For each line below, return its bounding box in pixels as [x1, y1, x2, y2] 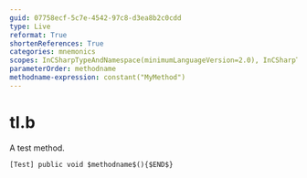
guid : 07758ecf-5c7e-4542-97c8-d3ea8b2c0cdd [9, 13, 182, 23]
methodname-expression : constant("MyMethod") [9, 73, 185, 82]
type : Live [9, 22, 51, 31]
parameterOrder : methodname [9, 65, 117, 74]
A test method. [9, 142, 66, 153]
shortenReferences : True [9, 38, 104, 48]
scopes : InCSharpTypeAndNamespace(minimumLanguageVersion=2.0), [9, 56, 259, 65]
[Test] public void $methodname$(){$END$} [9, 160, 174, 169]
